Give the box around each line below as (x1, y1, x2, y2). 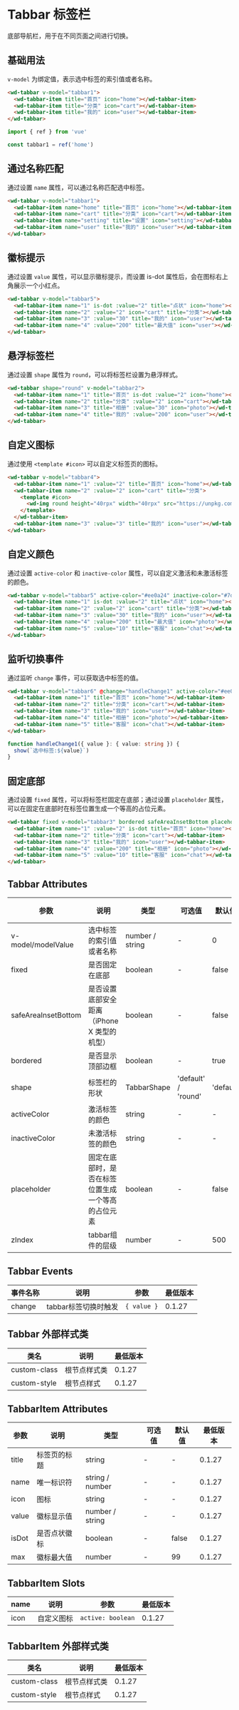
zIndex (11, 1235, 34, 1245)
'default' (177, 1074, 206, 1083)
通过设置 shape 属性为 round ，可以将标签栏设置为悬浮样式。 (7, 370, 182, 379)
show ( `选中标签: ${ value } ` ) (14, 747, 90, 754)
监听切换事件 (7, 653, 64, 666)
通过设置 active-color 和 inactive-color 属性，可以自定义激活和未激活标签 (7, 569, 228, 577)
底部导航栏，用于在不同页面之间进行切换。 (7, 31, 132, 40)
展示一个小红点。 (13, 281, 64, 290)
